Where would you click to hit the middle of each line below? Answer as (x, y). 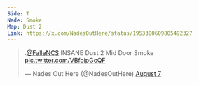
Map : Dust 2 (25, 26)
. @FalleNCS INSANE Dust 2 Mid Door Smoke (89, 53)
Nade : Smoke (25, 20)
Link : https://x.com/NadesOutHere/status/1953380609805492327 (100, 33)
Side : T (19, 14)
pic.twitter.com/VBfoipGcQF (65, 61)
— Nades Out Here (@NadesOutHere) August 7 (93, 74)
